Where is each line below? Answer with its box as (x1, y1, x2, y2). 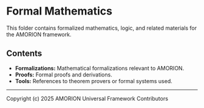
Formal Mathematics (6, 4, 113, 18)
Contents (6, 49, 42, 59)
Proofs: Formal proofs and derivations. (15, 71, 112, 78)
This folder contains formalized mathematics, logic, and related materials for (6, 24, 197, 32)
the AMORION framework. (6, 30, 72, 38)
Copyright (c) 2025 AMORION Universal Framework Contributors (6, 95, 169, 102)
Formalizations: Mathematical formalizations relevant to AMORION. (15, 64, 185, 72)
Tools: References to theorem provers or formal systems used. (15, 77, 172, 84)
